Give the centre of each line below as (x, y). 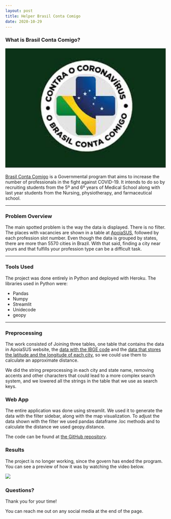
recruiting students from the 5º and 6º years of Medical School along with (83, 187)
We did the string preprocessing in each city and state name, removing (80, 370)
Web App (17, 399)
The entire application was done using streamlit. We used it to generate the (84, 411)
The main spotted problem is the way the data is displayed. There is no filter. (85, 227)
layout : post (19, 11)
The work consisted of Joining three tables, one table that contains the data (85, 344)
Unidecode (24, 309)
